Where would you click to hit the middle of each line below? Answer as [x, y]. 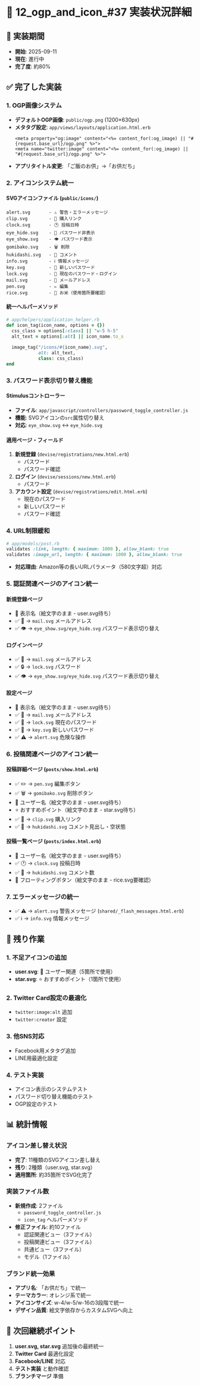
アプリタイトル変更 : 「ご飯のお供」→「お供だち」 [76, 166]
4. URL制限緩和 [28, 531]
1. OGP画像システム [34, 106]
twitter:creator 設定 [41, 1019]
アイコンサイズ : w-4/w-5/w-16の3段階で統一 [69, 1303]
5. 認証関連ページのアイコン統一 [52, 584]
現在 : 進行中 [29, 59]
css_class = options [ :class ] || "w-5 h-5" [65, 331]
